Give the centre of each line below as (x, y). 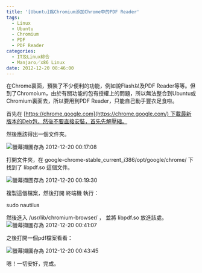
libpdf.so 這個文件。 (48, 167)
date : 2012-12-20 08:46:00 (40, 68)
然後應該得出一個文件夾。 (38, 134)
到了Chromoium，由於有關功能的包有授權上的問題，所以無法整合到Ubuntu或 (101, 94)
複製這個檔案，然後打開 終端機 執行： (53, 193)
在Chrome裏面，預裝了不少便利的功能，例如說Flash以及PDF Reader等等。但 (101, 86)
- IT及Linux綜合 (31, 57)
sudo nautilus (23, 205)
